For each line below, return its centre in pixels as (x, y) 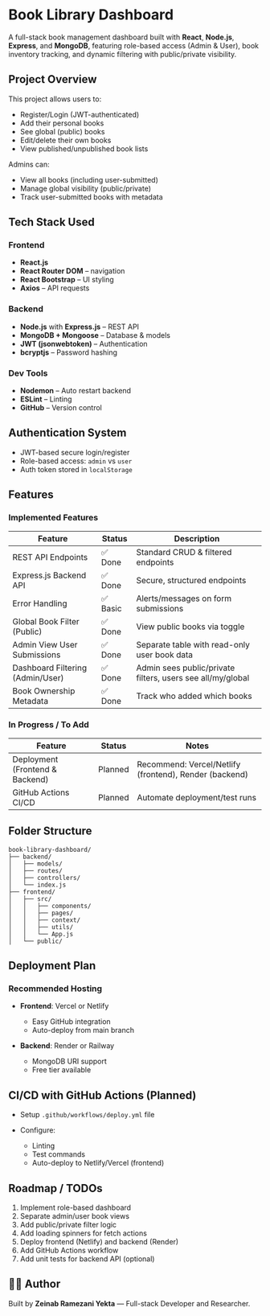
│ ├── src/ (30, 899)
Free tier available (61, 1070)
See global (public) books (62, 131)
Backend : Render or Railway (67, 1046)
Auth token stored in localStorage (76, 469)
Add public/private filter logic (68, 1224)
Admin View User (45, 644)
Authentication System (67, 433)
